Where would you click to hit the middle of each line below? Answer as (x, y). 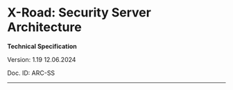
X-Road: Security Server (79, 13)
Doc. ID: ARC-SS (31, 73)
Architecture (44, 27)
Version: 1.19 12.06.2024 (42, 59)
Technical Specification (42, 46)
